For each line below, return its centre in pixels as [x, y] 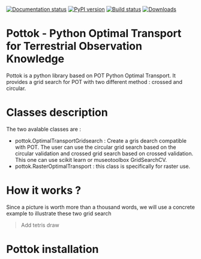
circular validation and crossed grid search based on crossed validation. [104, 153]
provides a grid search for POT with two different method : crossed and [94, 82]
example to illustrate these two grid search [59, 213]
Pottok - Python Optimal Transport [94, 34]
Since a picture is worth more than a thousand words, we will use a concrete [100, 207]
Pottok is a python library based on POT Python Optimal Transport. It [91, 76]
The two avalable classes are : [43, 129]
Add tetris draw [40, 225]
